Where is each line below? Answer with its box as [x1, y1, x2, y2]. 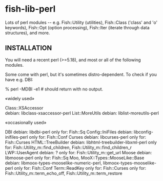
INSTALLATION [5, 44, 52, 52]
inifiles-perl [5, 134, 28, 140]
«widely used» [5, 95, 35, 101]
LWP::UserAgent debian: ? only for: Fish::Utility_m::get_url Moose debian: [5, 149, 152, 155]
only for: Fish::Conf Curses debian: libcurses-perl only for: [29, 134, 146, 140]
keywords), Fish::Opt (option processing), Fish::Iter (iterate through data [5, 24, 150, 30]
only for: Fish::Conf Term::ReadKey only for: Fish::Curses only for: [14, 165, 146, 171]
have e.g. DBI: [5, 76, 33, 82]
